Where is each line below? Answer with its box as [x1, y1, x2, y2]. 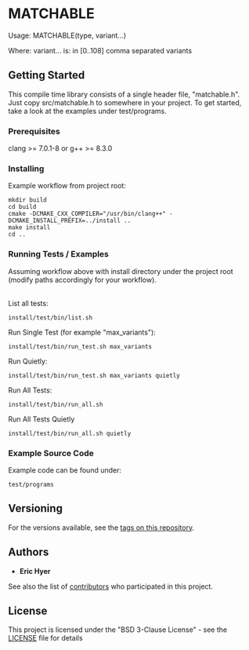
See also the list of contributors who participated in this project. [8, 582, 214, 591]
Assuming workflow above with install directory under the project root [8, 266, 233, 276]
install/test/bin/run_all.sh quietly [8, 429, 132, 437]
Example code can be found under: [8, 465, 121, 475]
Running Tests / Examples [8, 249, 110, 260]
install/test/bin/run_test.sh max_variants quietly [8, 371, 180, 379]
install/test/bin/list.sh [8, 313, 92, 322]
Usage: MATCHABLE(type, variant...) [8, 31, 127, 40]
